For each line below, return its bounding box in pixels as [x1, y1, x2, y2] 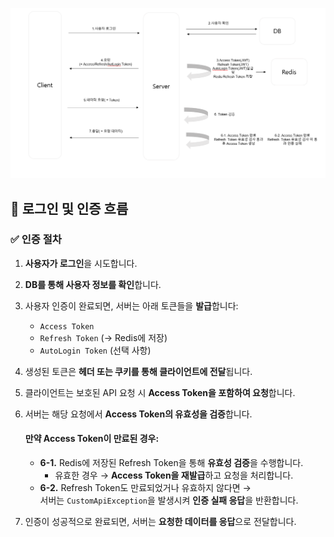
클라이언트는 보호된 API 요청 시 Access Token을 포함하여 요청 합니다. [24, 386, 296, 398]
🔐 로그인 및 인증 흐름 [10, 200, 129, 217]
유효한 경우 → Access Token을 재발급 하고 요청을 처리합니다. [54, 469, 294, 482]
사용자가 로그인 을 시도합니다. [24, 257, 138, 269]
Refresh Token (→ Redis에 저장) [39, 331, 168, 343]
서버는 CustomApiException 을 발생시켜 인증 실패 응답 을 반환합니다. [39, 494, 299, 507]
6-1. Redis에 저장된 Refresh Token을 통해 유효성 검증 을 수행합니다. [39, 457, 304, 469]
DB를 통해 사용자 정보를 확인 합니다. [24, 278, 162, 290]
